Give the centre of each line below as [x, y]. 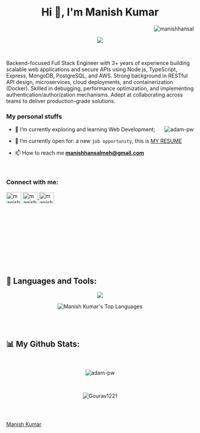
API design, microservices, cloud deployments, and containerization [90, 82]
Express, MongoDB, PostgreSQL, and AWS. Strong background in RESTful [97, 75]
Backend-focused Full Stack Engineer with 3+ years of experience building [98, 63]
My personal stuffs [34, 116]
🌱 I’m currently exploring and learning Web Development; [85, 129]
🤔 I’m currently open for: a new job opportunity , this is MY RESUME [99, 141]
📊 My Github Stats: [43, 344]
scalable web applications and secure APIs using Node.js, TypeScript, [92, 69]
